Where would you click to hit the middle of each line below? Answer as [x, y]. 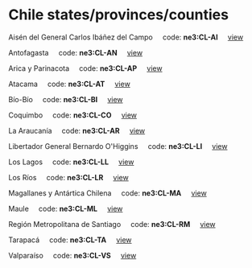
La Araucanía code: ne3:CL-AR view [77, 130]
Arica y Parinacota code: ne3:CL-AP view [85, 68]
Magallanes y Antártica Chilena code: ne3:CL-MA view [107, 193]
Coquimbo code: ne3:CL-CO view [73, 115]
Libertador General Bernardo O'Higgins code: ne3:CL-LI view [118, 146]
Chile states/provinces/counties [119, 15]
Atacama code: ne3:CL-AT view [69, 84]
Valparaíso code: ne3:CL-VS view [72, 255]
